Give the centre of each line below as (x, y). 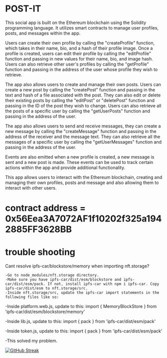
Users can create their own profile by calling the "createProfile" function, (80, 42)
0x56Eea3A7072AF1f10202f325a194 (83, 219)
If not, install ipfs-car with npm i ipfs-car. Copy (103, 284)
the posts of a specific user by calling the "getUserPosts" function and (78, 111)
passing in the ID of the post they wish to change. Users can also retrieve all (83, 105)
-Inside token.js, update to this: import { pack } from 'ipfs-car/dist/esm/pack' (84, 331)
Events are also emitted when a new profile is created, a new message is (80, 157)
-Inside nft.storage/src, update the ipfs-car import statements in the (82, 293)
